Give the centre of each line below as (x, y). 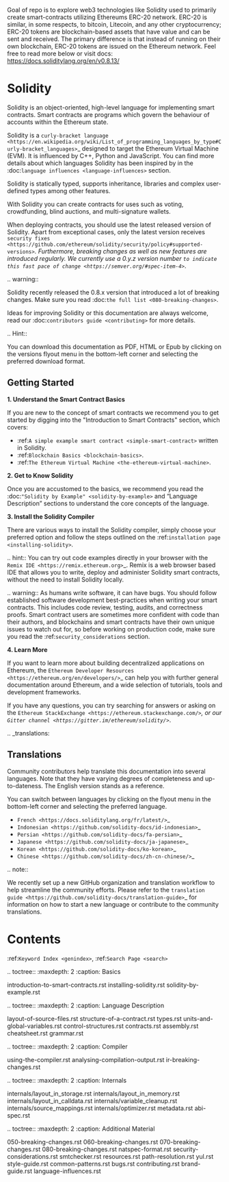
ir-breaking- (183, 1059)
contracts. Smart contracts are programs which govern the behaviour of (108, 114)
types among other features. (70, 190)
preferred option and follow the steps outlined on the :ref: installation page (114, 537)
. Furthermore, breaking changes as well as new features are (121, 251)
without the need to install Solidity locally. (66, 579)
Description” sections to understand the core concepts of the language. (108, 503)
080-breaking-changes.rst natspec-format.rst (107, 1149)
